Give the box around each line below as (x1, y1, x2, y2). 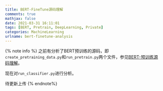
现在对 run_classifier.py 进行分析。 (5, 70, 76, 76)
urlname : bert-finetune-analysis (5, 34, 73, 39)
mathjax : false (5, 16, 36, 21)
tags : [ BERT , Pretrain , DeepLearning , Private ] (5, 25, 104, 30)
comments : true (5, 12, 36, 16)
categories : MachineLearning (5, 30, 64, 34)
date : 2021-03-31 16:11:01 (5, 20, 60, 26)
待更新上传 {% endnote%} (5, 80, 57, 86)
